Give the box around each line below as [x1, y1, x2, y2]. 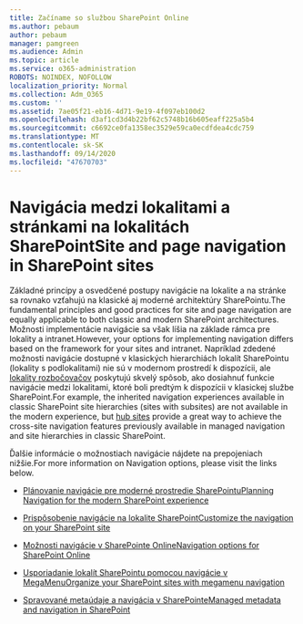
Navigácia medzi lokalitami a [9, 197, 230, 217]
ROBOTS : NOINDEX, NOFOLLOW [9, 73, 112, 82]
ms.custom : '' [9, 98, 64, 108]
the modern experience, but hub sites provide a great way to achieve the [9, 411, 282, 422]
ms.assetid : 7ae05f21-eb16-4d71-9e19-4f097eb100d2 [9, 107, 206, 116]
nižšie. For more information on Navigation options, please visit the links [9, 458, 278, 469]
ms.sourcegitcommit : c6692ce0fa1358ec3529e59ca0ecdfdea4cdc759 [9, 124, 255, 133]
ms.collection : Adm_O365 [9, 89, 104, 99]
